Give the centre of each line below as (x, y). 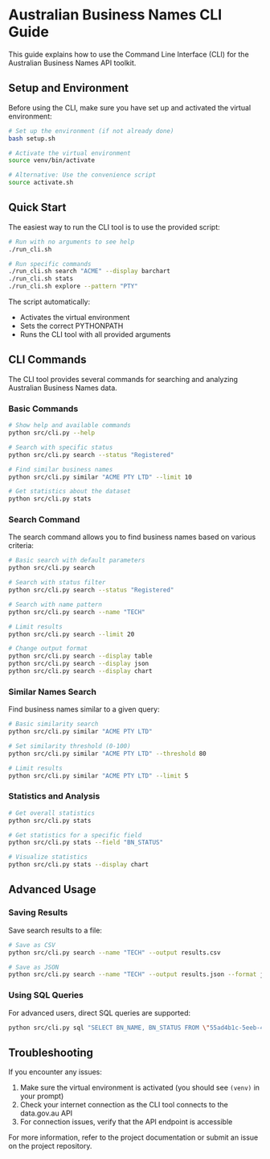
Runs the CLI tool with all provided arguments (95, 334)
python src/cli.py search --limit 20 (72, 634)
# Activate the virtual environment (70, 153)
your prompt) (42, 1096)
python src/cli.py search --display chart (80, 671)
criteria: (21, 546)
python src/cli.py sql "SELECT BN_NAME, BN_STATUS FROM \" (109, 1028)
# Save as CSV (32, 945)
